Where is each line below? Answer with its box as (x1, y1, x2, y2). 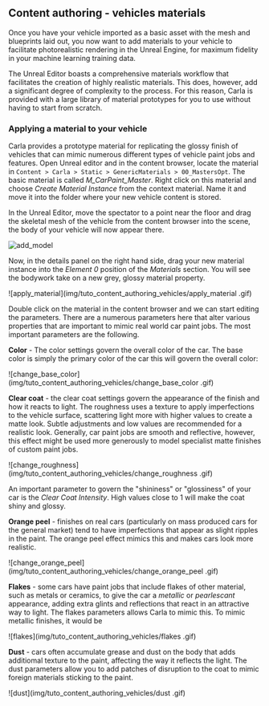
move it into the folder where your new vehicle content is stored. (8, 193, 222, 202)
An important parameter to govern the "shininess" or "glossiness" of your (8, 485, 251, 494)
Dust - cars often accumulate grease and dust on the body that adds (8, 647, 236, 657)
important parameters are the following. (8, 330, 140, 339)
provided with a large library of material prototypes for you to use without (8, 94, 251, 103)
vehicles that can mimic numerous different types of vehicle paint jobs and (8, 150, 255, 160)
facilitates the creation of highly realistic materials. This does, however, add (8, 77, 259, 87)
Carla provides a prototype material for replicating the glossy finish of (8, 141, 238, 151)
